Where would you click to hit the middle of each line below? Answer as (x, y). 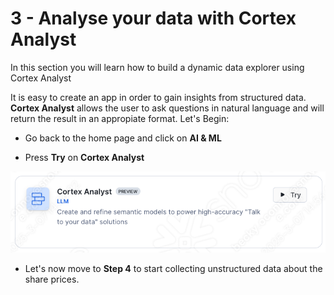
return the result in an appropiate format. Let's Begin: (120, 118)
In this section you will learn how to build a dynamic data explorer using (157, 67)
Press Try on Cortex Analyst (84, 157)
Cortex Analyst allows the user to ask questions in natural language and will (167, 108)
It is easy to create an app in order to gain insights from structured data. (158, 97)
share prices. (52, 279)
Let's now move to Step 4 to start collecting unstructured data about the (173, 268)
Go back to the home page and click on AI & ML (123, 138)
